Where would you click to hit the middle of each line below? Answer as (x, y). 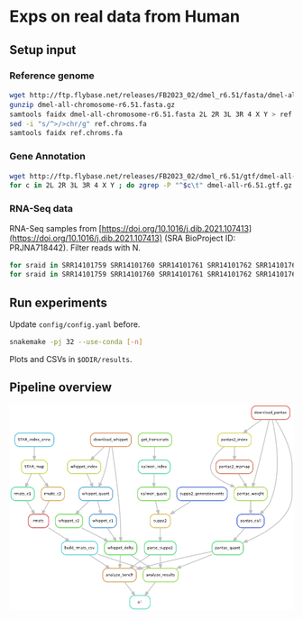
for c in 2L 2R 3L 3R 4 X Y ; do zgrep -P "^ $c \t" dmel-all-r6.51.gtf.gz (151, 186)
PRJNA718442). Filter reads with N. (75, 247)
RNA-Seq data (41, 209)
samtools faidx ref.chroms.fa (66, 133)
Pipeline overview (61, 388)
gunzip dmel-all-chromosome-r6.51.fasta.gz (92, 105)
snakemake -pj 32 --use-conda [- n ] (76, 342)
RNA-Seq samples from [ (55, 228)
